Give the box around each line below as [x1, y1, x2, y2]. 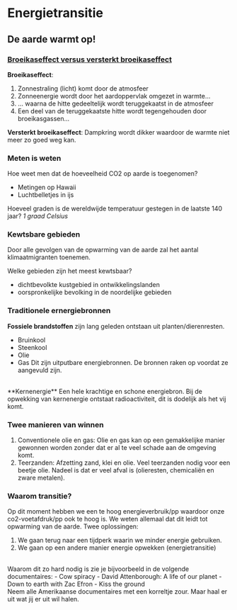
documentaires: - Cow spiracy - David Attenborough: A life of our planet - [7, 572, 222, 581]
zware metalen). [17, 473, 65, 482]
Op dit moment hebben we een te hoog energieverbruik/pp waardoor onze [7, 507, 225, 516]
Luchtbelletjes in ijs [17, 191, 74, 199]
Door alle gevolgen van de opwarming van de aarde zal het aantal [7, 246, 199, 254]
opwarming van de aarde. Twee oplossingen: [7, 522, 139, 531]
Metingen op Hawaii [17, 183, 76, 192]
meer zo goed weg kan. [7, 135, 76, 144]
